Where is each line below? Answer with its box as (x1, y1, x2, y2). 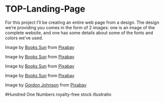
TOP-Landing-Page (5, 3, 86, 15)
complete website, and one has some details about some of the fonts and (5, 30, 153, 35)
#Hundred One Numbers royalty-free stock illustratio (5, 91, 112, 97)
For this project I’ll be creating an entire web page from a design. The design (5, 19, 160, 25)
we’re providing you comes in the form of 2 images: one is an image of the (5, 24, 155, 30)
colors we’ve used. (5, 35, 43, 41)
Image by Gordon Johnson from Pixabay (5, 82, 87, 88)
